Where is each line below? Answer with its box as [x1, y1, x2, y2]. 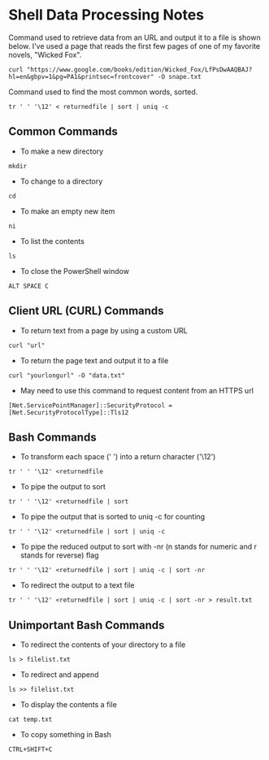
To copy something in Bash [20, 730, 112, 740]
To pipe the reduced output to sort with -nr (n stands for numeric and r [20, 542, 258, 552]
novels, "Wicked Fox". [8, 50, 82, 59]
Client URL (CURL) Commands [8, 304, 164, 318]
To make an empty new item [20, 206, 115, 216]
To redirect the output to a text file [20, 580, 135, 590]
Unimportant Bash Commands [8, 618, 165, 632]
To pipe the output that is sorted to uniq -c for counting [20, 512, 206, 522]
